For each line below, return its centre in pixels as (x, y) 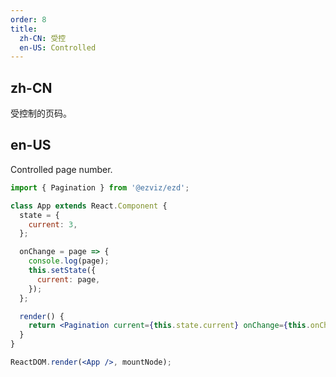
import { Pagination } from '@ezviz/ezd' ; (100, 187)
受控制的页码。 (41, 113)
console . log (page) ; (69, 261)
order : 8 (28, 19)
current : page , (68, 279)
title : (24, 29)
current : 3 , (53, 224)
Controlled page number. (61, 169)
